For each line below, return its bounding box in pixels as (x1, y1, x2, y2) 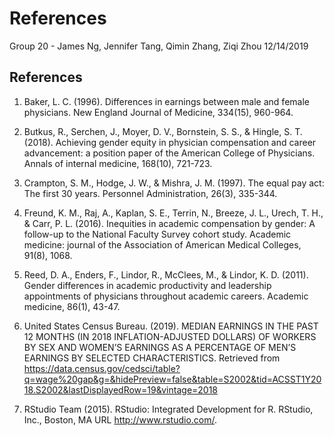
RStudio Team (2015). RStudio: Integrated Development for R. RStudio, (23, 403, 314, 415)
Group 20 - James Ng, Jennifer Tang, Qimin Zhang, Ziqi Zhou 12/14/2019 (9, 40, 309, 52)
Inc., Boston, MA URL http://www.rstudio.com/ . (23, 413, 217, 426)
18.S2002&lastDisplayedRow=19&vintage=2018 (23, 383, 219, 396)
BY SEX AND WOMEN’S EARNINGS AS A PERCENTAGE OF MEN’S (23, 341, 297, 353)
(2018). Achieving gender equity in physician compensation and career (23, 136, 317, 148)
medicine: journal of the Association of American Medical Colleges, (23, 238, 302, 251)
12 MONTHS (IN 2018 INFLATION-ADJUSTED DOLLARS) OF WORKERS (23, 330, 317, 342)
